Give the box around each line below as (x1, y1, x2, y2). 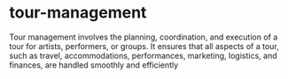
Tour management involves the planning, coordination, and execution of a (9, 32, 278, 42)
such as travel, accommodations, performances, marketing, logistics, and (9, 50, 277, 61)
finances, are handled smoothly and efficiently (9, 60, 179, 70)
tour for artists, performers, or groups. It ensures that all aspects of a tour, (9, 40, 279, 51)
